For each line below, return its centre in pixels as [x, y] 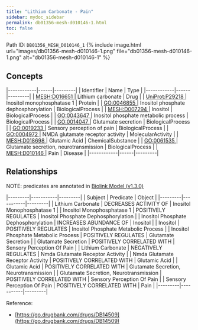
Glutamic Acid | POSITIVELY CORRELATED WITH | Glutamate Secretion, [93, 266]
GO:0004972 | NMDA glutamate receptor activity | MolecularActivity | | [92, 134]
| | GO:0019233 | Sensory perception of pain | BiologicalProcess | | [87, 128]
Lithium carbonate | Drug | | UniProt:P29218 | [132, 97]
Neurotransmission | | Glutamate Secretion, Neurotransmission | [84, 273]
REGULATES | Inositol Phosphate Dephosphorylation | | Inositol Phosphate [96, 216]
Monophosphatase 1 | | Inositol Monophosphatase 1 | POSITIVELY [86, 210]
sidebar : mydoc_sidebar [35, 17]
